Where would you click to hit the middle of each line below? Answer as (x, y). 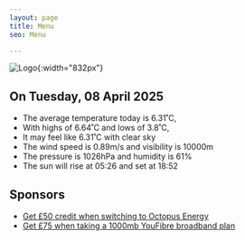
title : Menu (32, 26)
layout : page (34, 18)
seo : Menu (28, 34)
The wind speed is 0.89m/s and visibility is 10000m (118, 147)
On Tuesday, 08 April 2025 (87, 96)
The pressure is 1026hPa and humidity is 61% (107, 157)
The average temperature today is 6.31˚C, (99, 118)
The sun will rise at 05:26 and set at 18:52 (100, 166)
